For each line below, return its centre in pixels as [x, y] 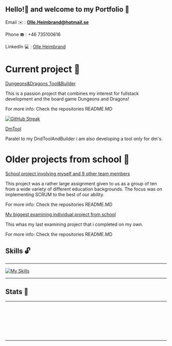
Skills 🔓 [18, 251]
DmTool [13, 128]
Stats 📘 [17, 291]
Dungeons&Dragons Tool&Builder [40, 83]
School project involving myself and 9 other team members [68, 174]
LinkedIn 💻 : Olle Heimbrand [36, 46]
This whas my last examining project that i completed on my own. [74, 224]
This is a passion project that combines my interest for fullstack [72, 93]
